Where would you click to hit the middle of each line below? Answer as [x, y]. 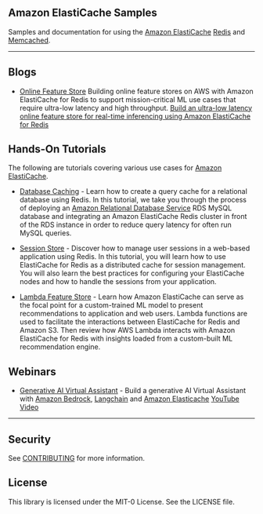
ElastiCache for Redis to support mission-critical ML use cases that [128, 99]
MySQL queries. [45, 233]
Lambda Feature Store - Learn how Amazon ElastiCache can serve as [131, 297]
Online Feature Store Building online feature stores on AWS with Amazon [137, 91]
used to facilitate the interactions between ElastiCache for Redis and [130, 322]
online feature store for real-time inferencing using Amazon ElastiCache [135, 116]
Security [29, 439]
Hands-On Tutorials [57, 149]
